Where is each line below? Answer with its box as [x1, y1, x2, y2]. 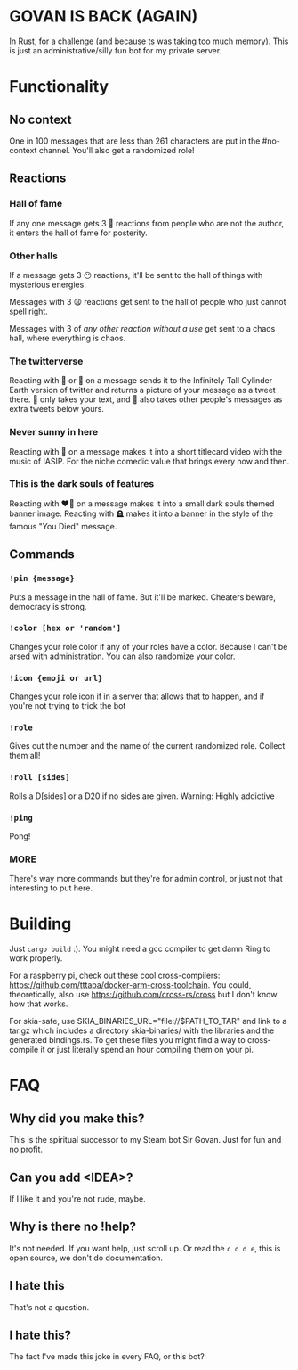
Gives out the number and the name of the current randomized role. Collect [9, 741, 286, 751]
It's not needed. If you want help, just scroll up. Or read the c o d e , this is [9, 1243, 281, 1253]
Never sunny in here [9, 426, 99, 439]
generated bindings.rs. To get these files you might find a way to [9, 1035, 246, 1046]
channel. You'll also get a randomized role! [38, 144, 195, 155]
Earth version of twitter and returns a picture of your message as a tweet [9, 385, 276, 396]
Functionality [9, 77, 109, 97]
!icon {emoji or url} [9, 673, 103, 683]
